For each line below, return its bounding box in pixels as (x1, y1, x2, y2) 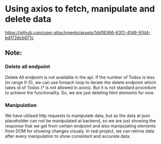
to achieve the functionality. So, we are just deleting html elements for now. (5, 89, 155, 95)
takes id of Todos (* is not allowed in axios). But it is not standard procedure (5, 85, 156, 90)
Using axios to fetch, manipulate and (5, 3, 155, 14)
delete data (5, 14, 52, 25)
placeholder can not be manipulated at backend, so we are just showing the (5, 117, 156, 124)
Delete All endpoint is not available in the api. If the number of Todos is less (5, 74, 155, 80)
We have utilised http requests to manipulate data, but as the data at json (5, 113, 150, 118)
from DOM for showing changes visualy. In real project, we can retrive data (5, 128, 155, 134)
